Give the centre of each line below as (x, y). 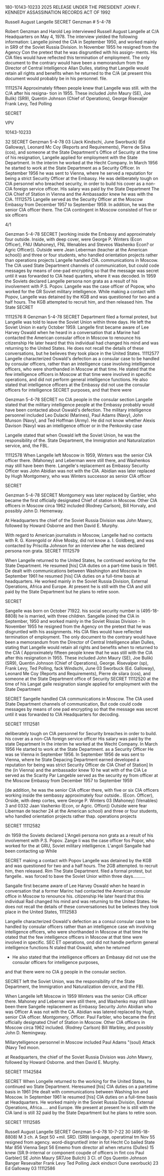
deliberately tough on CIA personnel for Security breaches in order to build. (81, 733)
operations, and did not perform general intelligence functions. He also (77, 379)
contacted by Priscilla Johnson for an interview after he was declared (75, 545)
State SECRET (19, 307)
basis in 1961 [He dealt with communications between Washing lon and (77, 1092)
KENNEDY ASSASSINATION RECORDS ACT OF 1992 (58, 12)
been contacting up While (31, 851)
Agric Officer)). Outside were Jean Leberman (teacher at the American (76, 250)
